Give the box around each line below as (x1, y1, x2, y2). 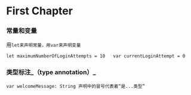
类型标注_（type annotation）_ (6, 68, 96, 76)
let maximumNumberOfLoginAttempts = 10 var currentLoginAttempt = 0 (6, 53, 186, 59)
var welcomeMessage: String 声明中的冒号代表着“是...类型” (6, 83, 145, 89)
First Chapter (6, 4, 73, 18)
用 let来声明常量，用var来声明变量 (6, 41, 81, 48)
